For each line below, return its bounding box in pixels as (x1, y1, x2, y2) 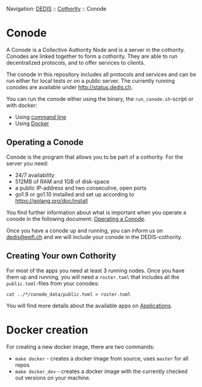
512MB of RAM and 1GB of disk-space (14, 178, 110, 185)
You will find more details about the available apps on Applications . (6, 302, 173, 309)
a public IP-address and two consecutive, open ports (14, 184, 147, 191)
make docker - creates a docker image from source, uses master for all (14, 354, 189, 362)
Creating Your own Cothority (6, 251, 116, 261)
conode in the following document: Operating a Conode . (6, 215, 146, 222)
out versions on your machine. (14, 374, 91, 381)
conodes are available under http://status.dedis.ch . (6, 83, 133, 91)
